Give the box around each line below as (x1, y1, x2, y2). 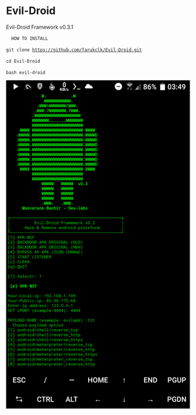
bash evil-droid (6, 69, 45, 76)
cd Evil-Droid (6, 58, 41, 64)
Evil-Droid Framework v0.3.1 (6, 23, 73, 30)
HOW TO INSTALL (11, 35, 48, 42)
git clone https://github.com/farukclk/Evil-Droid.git (6, 47, 142, 53)
